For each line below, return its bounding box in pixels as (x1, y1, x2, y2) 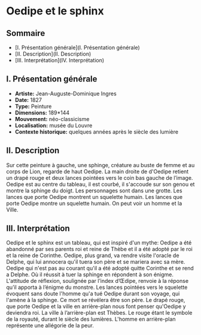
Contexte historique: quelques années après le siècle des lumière (14, 128, 178, 135)
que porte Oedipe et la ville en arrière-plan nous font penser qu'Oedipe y (6, 303, 187, 310)
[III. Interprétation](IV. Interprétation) (14, 57, 105, 64)
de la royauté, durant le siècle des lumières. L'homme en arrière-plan (6, 316, 176, 323)
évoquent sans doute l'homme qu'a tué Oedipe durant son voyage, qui (6, 290, 180, 297)
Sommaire (6, 28, 45, 38)
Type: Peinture (14, 102, 52, 110)
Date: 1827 (14, 96, 42, 103)
